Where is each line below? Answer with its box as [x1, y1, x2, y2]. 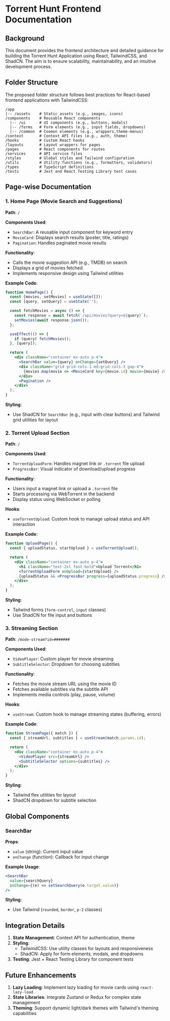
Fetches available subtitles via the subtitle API [12, 686, 108, 692]
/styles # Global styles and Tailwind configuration [5, 155, 135, 161]
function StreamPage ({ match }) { [5, 731, 78, 736]
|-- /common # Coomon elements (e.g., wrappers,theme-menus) [10, 129, 144, 134]
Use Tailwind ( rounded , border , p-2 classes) [12, 907, 103, 913]
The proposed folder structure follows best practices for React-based [5, 92, 150, 98]
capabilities [12, 1010, 37, 1016]
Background [5, 34, 45, 43]
